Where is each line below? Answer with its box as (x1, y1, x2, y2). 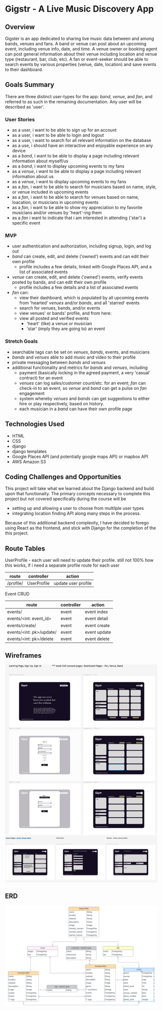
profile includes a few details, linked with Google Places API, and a (19, 264, 152, 270)
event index (85, 609, 108, 615)
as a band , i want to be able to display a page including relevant (12, 153, 139, 159)
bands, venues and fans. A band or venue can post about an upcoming (5, 41, 147, 47)
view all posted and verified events (19, 315, 89, 321)
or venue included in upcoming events (12, 189, 88, 195)
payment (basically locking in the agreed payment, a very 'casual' (19, 369, 151, 375)
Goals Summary (5, 81, 55, 89)
